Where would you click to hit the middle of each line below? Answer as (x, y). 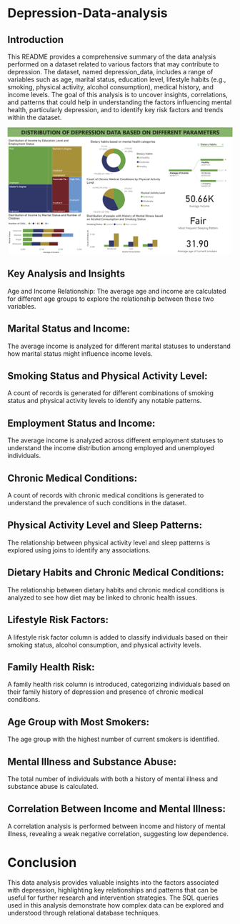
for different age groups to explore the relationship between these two (111, 299)
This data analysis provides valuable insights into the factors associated (113, 882)
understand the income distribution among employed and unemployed (111, 448)
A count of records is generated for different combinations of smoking (111, 393)
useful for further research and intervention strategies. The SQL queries (113, 898)
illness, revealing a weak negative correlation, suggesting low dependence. (118, 833)
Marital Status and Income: (69, 329)
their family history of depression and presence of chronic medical (105, 692)
